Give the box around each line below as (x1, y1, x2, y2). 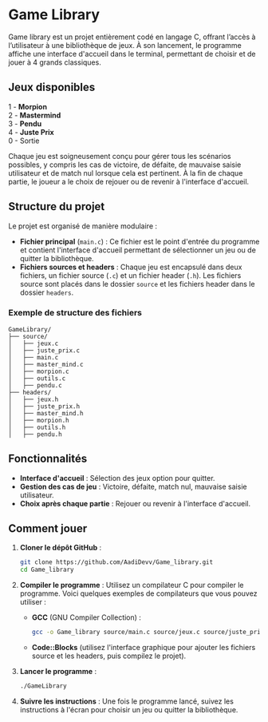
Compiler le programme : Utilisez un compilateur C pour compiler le (19, 581, 244, 590)
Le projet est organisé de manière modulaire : (8, 221, 158, 231)
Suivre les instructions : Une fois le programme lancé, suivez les (19, 696, 234, 706)
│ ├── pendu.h (8, 430, 62, 438)
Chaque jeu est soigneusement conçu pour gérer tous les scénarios (8, 151, 231, 161)
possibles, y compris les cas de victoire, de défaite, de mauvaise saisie (8, 160, 242, 169)
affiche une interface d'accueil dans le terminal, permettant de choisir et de (8, 49, 256, 58)
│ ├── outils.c (8, 374, 66, 383)
